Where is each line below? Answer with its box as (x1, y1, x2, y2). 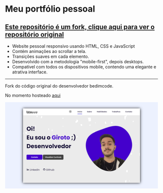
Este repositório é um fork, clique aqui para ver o (5, 23, 155, 31)
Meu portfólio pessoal (5, 3, 96, 15)
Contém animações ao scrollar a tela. (12, 49, 86, 54)
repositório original (5, 30, 64, 38)
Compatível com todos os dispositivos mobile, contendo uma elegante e (12, 64, 157, 70)
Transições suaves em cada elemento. (12, 53, 89, 59)
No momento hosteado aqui (5, 92, 61, 98)
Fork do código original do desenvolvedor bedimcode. (5, 83, 114, 88)
